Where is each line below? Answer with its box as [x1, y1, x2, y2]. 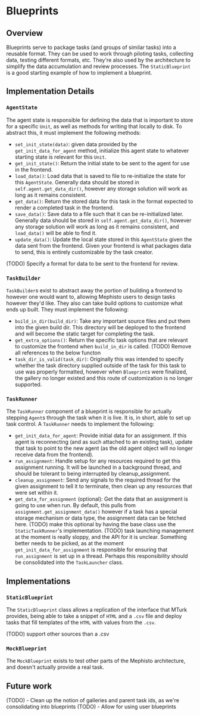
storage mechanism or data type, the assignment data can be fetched [14, 514, 186, 521]
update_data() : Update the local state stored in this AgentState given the [14, 236, 192, 243]
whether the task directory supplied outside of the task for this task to [14, 362, 186, 369]
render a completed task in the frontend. [14, 204, 114, 211]
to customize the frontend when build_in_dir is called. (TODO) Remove [14, 342, 192, 350]
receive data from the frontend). [14, 451, 94, 458]
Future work [6, 681, 52, 691]
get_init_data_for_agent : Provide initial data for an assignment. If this [14, 432, 187, 439]
